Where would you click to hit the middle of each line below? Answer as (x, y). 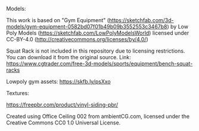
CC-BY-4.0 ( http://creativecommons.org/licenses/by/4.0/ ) (77, 39)
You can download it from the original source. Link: (69, 57)
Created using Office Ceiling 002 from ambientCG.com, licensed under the (98, 116)
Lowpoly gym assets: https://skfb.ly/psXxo (59, 81)
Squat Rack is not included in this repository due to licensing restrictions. (96, 51)
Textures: (18, 93)
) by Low (178, 27)
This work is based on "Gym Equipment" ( (57, 20)
